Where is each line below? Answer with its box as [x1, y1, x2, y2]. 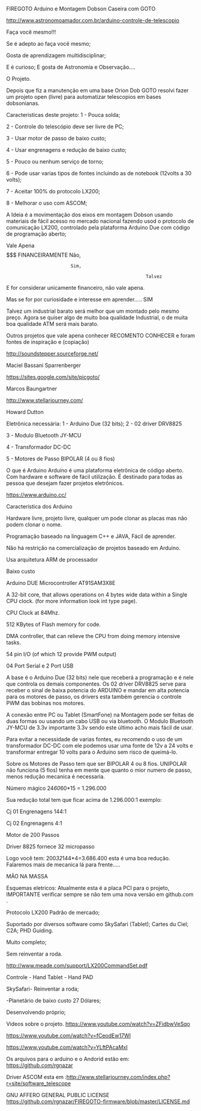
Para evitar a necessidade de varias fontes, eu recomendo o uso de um [6, 736, 183, 743]
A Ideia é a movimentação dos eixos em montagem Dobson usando [6, 211, 173, 218]
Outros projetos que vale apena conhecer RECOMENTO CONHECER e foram [6, 332, 196, 339]
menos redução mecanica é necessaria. [6, 773, 105, 780]
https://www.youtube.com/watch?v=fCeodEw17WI [6, 1032, 131, 1039]
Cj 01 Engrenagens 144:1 [6, 808, 67, 815]
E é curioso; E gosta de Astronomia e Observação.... [6, 63, 136, 70]
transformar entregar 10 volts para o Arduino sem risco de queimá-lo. [6, 748, 178, 756]
